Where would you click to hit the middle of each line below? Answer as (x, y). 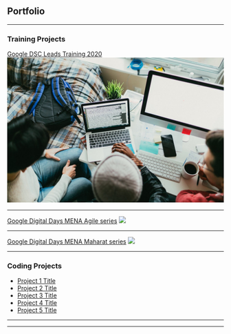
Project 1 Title (36, 281)
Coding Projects (35, 266)
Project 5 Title (37, 311)
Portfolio (26, 11)
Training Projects (36, 39)
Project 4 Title (37, 303)
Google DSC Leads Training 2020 (55, 54)
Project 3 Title (37, 295)
